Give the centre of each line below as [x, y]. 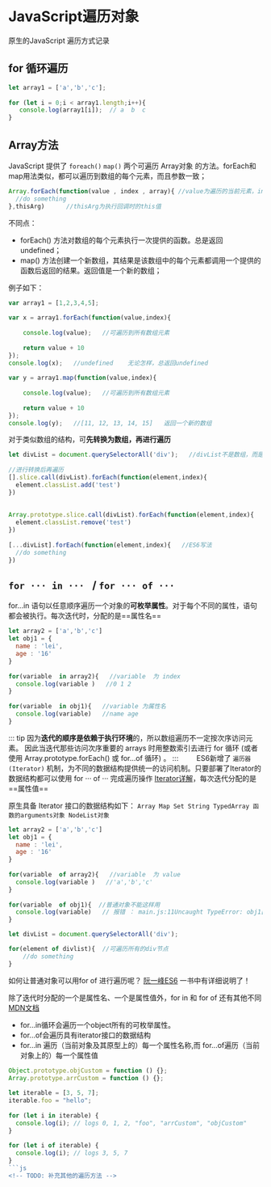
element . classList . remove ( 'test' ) [73, 522]
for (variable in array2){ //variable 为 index [95, 676]
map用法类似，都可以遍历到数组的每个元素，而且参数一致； [108, 175]
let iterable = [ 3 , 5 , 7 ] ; [54, 1093]
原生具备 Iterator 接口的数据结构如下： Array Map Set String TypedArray [129, 805]
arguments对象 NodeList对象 [65, 815]
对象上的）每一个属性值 [59, 1055]
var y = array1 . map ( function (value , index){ [83, 378]
